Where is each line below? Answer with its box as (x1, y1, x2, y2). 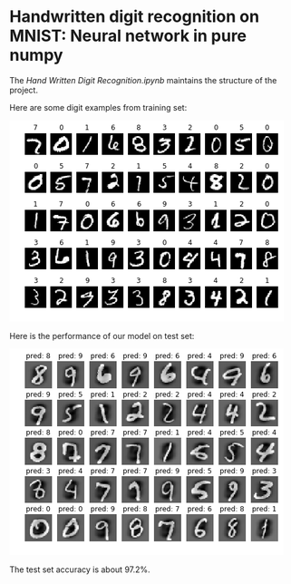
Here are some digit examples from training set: (9, 102, 188, 112)
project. (9, 84, 39, 95)
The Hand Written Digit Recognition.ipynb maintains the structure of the (9, 74, 277, 85)
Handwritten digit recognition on (9, 6, 260, 27)
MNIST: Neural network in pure (9, 25, 247, 46)
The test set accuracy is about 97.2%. (9, 564, 151, 575)
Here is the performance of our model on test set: (9, 330, 195, 341)
